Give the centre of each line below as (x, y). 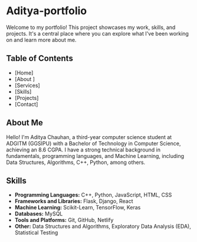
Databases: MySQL (39, 214)
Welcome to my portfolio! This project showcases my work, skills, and (91, 27)
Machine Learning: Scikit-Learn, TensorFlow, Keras (78, 208)
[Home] (24, 73)
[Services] (27, 85)
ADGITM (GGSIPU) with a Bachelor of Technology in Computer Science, (93, 143)
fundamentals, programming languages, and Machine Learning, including (95, 156)
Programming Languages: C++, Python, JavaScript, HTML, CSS (93, 195)
